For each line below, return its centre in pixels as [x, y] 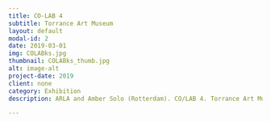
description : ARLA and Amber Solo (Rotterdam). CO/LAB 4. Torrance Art [131, 99]
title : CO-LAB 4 [35, 16]
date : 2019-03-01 [38, 46]
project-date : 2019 [41, 76]
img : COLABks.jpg [38, 53]
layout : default [35, 31]
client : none [30, 83]
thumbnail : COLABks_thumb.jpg [59, 61]
